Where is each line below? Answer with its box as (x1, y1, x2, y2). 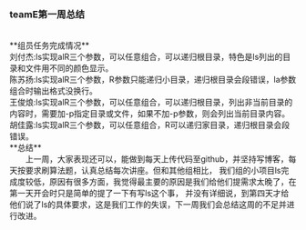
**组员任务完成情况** (9, 40, 90, 51)
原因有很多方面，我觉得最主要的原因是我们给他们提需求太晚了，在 (48, 176, 297, 187)
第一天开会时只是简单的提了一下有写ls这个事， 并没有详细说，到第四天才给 (9, 188, 290, 199)
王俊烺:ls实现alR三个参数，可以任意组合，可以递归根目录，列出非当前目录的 (9, 97, 293, 108)
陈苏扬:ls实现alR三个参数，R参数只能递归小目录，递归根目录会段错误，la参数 (9, 75, 297, 85)
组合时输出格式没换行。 (9, 85, 97, 96)
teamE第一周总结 (9, 7, 85, 20)
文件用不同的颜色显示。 (25, 63, 114, 74)
